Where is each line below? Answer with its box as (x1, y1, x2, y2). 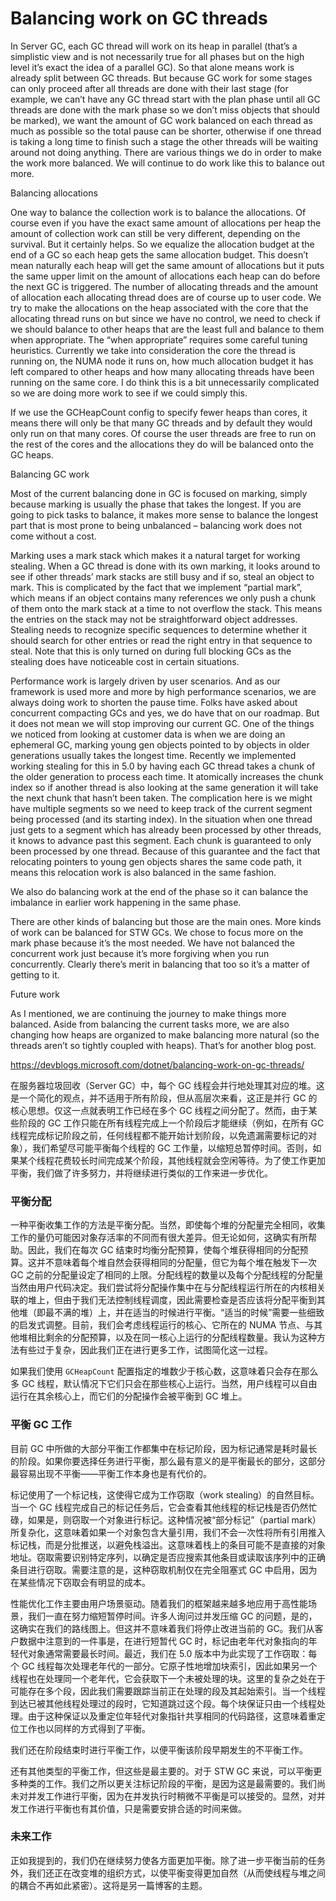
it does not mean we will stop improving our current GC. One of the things (10, 717, 315, 729)
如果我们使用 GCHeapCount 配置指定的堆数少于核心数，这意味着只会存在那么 (10, 1365, 319, 1377)
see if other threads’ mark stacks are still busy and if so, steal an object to (10, 570, 315, 582)
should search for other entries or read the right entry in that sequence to (10, 634, 313, 646)
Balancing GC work (10, 468, 90, 480)
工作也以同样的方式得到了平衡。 (18, 1722, 151, 1734)
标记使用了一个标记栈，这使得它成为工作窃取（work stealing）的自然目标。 (10, 1488, 320, 1501)
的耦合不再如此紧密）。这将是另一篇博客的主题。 (10, 1879, 208, 1891)
